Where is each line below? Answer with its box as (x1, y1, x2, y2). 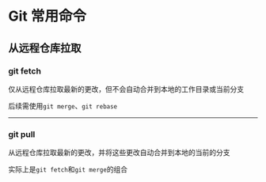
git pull (8, 128, 36, 139)
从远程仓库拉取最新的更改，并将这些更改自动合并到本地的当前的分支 (8, 148, 230, 157)
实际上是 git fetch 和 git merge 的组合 (8, 165, 128, 174)
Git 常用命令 (8, 7, 87, 25)
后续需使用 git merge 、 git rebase (8, 100, 118, 111)
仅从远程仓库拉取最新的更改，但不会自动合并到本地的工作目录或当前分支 (8, 84, 244, 93)
